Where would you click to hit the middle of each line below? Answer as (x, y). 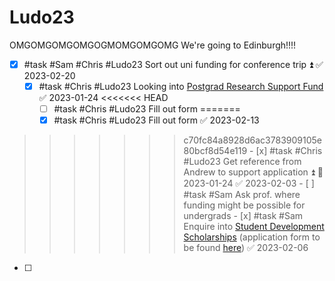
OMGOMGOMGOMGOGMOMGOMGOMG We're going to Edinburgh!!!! (153, 45)
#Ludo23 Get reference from (242, 162)
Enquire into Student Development (254, 227)
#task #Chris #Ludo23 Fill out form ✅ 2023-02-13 (156, 120)
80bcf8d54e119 (215, 151)
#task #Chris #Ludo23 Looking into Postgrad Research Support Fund (181, 86)
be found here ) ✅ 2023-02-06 (246, 248)
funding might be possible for (244, 205)
